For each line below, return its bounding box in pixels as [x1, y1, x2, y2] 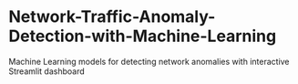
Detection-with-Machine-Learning [8, 26, 277, 47]
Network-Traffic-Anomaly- [8, 6, 216, 27]
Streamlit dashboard [8, 66, 85, 77]
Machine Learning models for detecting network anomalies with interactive [8, 56, 290, 67]
